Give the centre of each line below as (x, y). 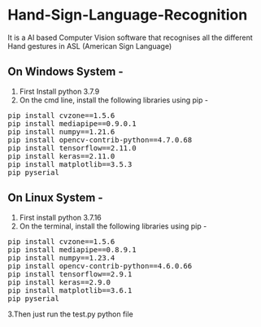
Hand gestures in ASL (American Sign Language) (90, 46)
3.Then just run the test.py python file (70, 314)
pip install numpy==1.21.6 (61, 131)
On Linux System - (55, 198)
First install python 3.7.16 (61, 217)
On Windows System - (65, 72)
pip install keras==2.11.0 (61, 156)
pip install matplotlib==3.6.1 (70, 290)
